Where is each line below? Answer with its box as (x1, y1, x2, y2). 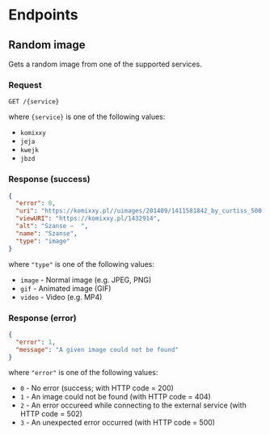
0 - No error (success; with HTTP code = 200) (19, 383, 174, 393)
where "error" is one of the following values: (8, 368, 158, 378)
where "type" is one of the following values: (8, 259, 155, 268)
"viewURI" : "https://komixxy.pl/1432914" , (15, 214, 161, 223)
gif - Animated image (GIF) (19, 283, 112, 293)
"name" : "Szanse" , (15, 229, 78, 238)
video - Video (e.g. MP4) (19, 292, 103, 302)
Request (8, 79, 42, 91)
